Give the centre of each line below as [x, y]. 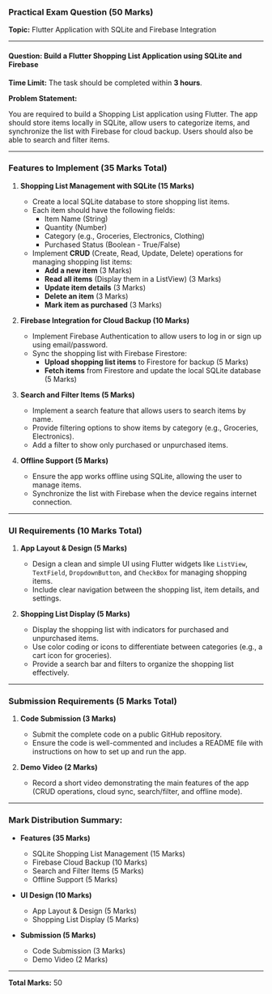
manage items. [57, 485]
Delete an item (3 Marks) [86, 296]
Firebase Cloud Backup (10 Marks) [90, 862]
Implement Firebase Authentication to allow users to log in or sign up [147, 336]
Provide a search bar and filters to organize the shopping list [133, 664]
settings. [47, 598]
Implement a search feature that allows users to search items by [139, 410]
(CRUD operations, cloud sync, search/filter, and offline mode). [137, 792]
